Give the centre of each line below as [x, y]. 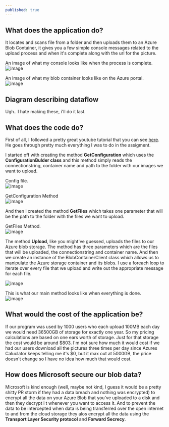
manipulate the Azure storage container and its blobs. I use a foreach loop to [85, 263]
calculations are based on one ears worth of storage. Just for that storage [82, 337]
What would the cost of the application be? [74, 315]
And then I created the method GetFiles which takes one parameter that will [84, 211]
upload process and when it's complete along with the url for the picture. [81, 53]
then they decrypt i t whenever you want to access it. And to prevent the [80, 403]
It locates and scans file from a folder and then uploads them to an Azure [81, 42]
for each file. [18, 274]
